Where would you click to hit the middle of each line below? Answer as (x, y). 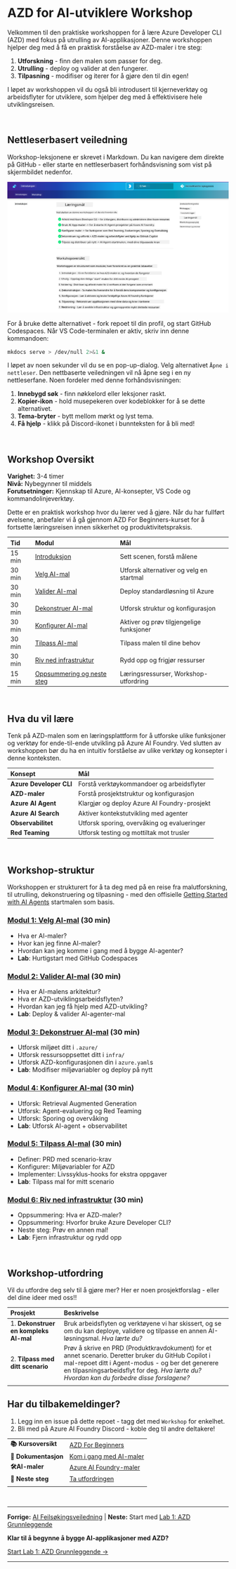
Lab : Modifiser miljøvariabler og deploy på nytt (85, 1070)
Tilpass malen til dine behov (160, 643)
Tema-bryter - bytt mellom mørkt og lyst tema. (86, 416)
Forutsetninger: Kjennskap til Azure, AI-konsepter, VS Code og (99, 491)
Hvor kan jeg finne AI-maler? (59, 943)
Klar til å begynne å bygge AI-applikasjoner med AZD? (88, 1538)
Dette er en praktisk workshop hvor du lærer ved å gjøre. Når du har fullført (116, 512)
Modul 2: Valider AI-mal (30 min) (64, 976)
